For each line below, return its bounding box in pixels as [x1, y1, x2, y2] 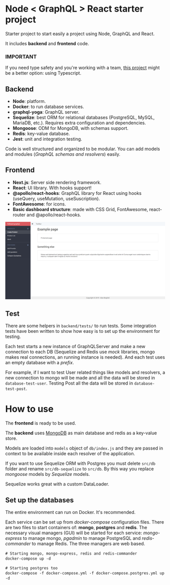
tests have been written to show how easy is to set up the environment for [5, 328, 160, 334]
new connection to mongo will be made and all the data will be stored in [5, 375, 155, 381]
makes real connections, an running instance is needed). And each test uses [5, 354, 165, 360]
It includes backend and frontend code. [5, 40, 89, 46]
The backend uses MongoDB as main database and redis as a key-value [5, 430, 157, 436]
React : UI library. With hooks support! [12, 185, 92, 191]
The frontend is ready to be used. [5, 420, 76, 426]
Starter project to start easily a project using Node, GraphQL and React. [5, 30, 155, 37]
